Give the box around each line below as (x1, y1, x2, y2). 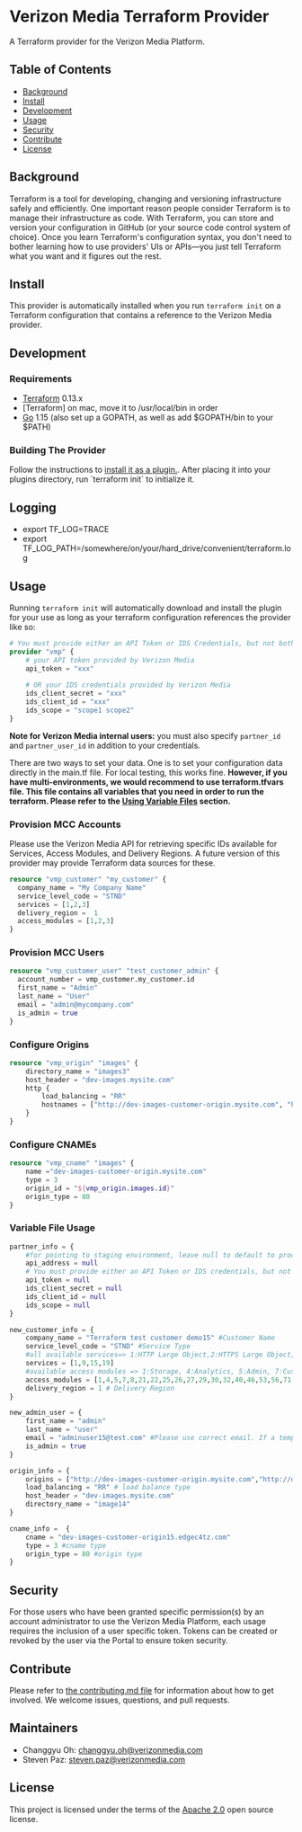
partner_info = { (9, 1242, 75, 1251)
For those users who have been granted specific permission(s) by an (9, 1606, 264, 1617)
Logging (9, 500, 57, 515)
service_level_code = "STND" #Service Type (25, 1342, 191, 1351)
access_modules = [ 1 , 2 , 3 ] (17, 917, 115, 926)
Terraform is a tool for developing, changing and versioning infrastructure (9, 193, 281, 204)
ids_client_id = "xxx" (25, 698, 111, 707)
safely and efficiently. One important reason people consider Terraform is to (9, 202, 290, 213)
